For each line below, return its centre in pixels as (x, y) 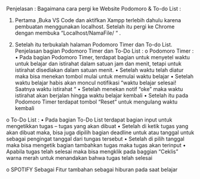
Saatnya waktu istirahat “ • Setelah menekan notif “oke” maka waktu (99, 89)
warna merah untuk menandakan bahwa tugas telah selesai (79, 158)
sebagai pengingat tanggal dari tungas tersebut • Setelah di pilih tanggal (96, 139)
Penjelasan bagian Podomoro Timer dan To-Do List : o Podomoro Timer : (104, 51)
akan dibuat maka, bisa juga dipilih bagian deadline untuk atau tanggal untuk (100, 132)
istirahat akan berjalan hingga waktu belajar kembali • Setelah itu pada (101, 95)
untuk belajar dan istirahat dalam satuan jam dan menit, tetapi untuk (98, 63)
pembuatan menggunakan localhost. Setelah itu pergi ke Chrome (95, 27)
